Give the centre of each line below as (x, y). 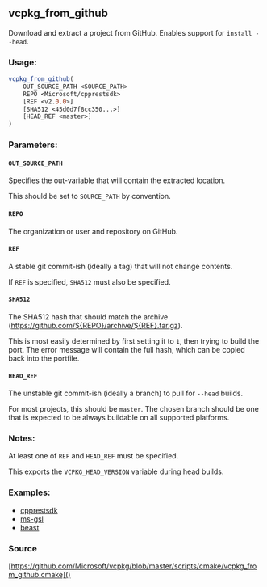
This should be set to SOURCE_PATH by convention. (90, 196)
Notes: (22, 438)
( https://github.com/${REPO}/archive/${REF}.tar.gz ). (96, 325)
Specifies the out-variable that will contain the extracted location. (117, 180)
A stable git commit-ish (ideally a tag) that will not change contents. (121, 266)
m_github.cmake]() (40, 575)
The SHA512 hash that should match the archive (88, 317)
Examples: (29, 492)
